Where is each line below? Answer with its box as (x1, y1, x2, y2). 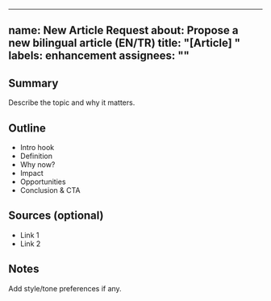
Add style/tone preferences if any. (8, 283, 123, 293)
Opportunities (19, 177, 66, 186)
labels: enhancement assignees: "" (8, 49, 190, 63)
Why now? (19, 160, 56, 169)
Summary (8, 76, 59, 90)
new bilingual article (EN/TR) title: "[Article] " (8, 36, 240, 50)
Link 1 (19, 230, 40, 240)
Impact (19, 169, 44, 178)
